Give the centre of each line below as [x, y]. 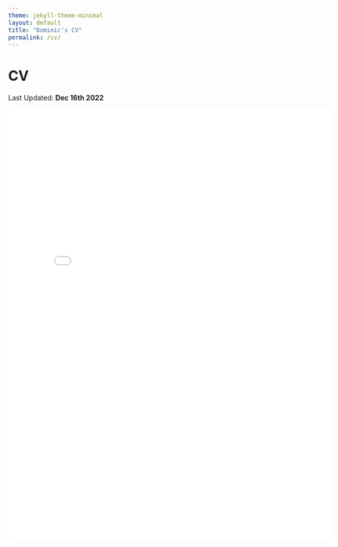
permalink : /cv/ [35, 37]
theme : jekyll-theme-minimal [56, 15]
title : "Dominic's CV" [45, 30]
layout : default [35, 23]
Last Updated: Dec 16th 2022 [56, 98]
